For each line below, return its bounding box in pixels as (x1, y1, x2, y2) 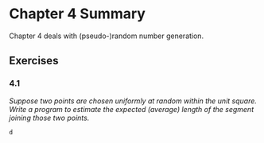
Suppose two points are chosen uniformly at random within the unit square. (9, 96, 258, 106)
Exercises (9, 54, 59, 68)
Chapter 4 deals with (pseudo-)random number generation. (9, 31, 204, 41)
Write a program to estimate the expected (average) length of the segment (9, 104, 254, 114)
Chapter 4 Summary (9, 5, 146, 23)
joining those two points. (9, 113, 90, 122)
